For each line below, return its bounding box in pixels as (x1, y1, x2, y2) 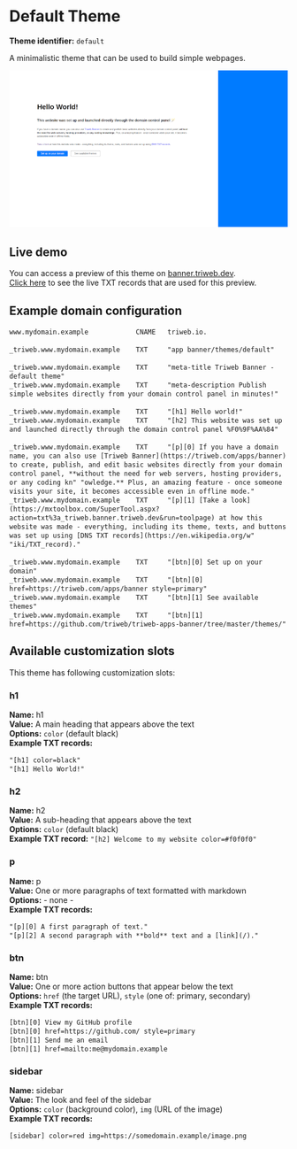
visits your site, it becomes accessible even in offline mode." (9, 487, 255, 497)
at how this (218, 513, 263, 523)
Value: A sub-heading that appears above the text (9, 814, 192, 825)
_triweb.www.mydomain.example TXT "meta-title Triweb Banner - (9, 363, 275, 373)
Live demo (9, 244, 68, 259)
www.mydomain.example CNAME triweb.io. (9, 328, 208, 337)
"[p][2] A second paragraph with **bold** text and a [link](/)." (9, 931, 259, 940)
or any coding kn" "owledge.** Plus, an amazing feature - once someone (9, 478, 283, 488)
